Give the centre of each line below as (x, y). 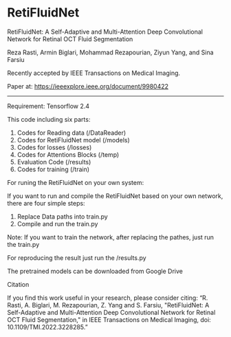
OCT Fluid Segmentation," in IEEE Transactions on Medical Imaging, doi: (109, 319)
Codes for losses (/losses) (54, 147)
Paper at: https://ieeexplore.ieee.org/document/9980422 (88, 86)
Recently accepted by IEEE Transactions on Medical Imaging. (94, 73)
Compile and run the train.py (57, 224)
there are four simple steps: (46, 203)
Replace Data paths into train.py (62, 216)
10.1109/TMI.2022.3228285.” (47, 327)
